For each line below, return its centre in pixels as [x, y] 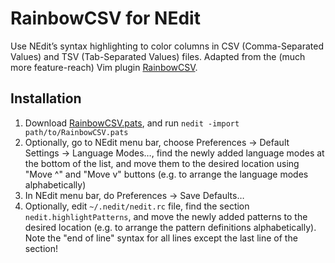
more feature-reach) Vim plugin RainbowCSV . [104, 67]
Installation [46, 98]
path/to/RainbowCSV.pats [76, 132]
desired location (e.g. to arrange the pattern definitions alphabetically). [170, 227]
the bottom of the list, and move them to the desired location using [162, 163]
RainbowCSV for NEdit [105, 18]
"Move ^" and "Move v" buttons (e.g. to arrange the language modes [166, 174]
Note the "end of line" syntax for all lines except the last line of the [161, 238]
